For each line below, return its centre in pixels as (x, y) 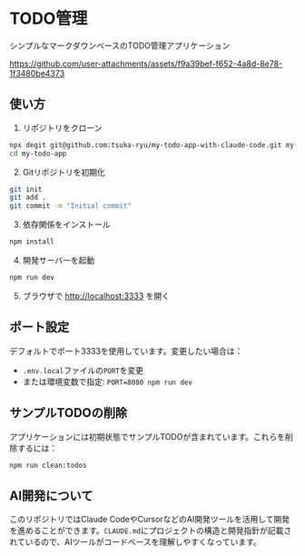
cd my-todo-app (38, 154)
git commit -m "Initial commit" (70, 206)
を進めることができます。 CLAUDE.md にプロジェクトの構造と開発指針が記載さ (151, 531)
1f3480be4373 (37, 73)
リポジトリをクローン (62, 127)
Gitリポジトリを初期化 (64, 172)
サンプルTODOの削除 (69, 413)
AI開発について (51, 496)
